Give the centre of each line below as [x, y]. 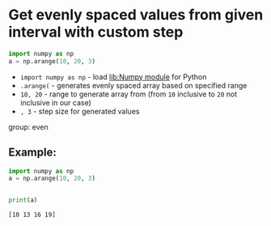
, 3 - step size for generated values [80, 111]
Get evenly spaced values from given [136, 15]
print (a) [23, 200]
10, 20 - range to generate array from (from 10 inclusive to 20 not [128, 94]
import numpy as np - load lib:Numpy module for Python [113, 77]
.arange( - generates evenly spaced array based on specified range [133, 85]
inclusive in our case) [55, 102]
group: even [28, 126]
